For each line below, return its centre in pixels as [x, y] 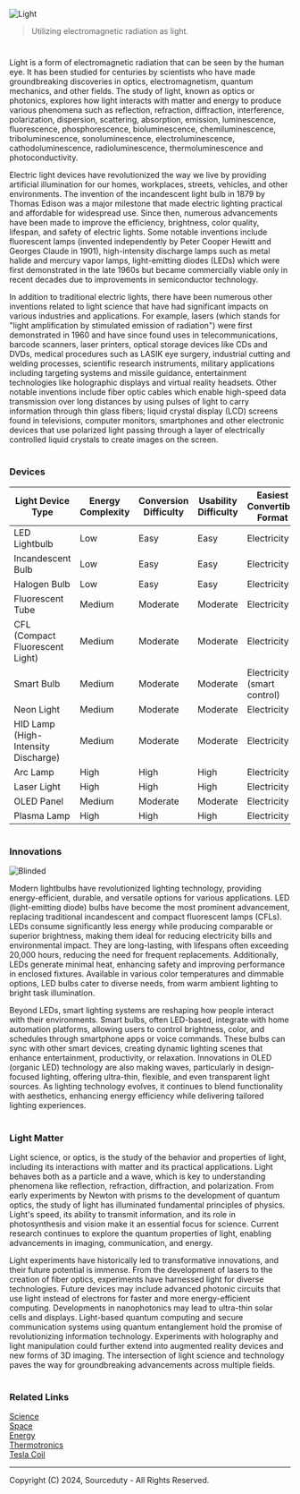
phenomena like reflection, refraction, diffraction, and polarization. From [142, 1185]
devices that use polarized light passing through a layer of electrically [137, 431]
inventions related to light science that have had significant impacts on [139, 307]
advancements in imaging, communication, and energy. [111, 1242]
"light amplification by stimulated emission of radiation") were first [131, 326]
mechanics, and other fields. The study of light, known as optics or [132, 91]
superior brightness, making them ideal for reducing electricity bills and [141, 936]
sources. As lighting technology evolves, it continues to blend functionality [146, 1087]
